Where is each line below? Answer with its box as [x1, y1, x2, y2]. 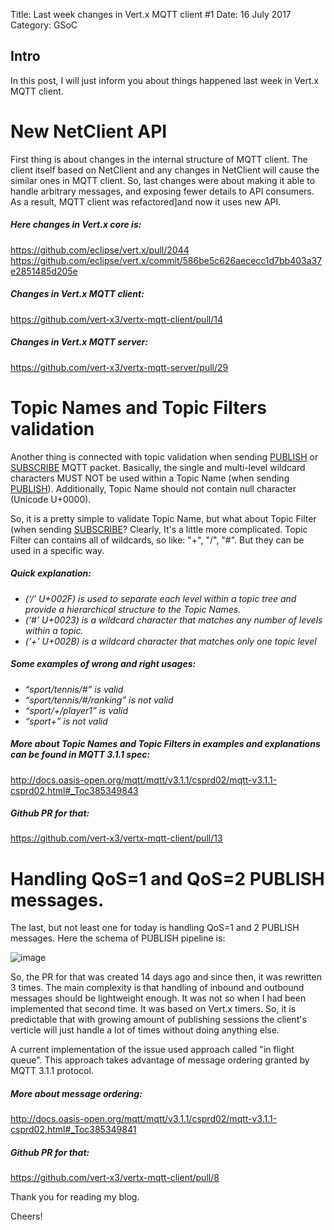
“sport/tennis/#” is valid [24, 683, 124, 695]
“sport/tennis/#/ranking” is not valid [24, 694, 174, 706]
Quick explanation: [10, 567, 92, 579]
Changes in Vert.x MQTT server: [10, 336, 149, 348]
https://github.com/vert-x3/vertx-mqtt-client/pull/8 [10, 1172, 220, 1184]
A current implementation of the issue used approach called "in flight [10, 1044, 295, 1056]
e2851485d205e [10, 265, 78, 277]
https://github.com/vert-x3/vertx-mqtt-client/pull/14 [10, 313, 223, 325]
